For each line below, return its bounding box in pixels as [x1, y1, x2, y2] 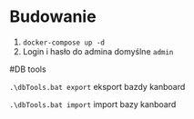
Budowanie [9, 6, 97, 27]
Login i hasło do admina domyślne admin [22, 45, 174, 56]
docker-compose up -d [22, 38, 105, 47]
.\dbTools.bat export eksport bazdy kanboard [9, 81, 186, 92]
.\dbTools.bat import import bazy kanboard [9, 98, 177, 110]
